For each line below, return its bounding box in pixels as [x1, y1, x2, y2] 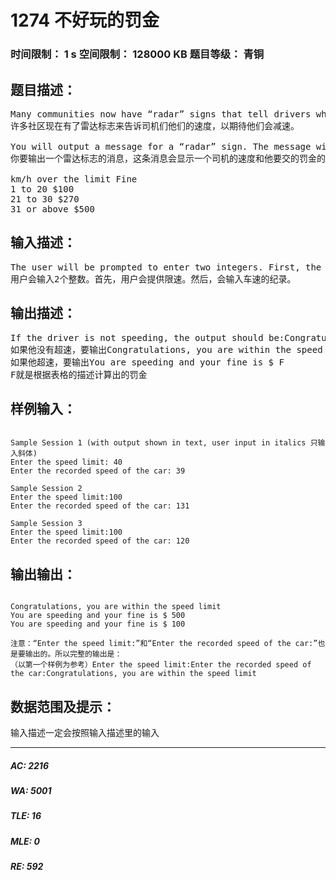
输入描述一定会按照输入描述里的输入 [10, 727, 160, 738]
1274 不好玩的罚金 [10, 9, 160, 32]
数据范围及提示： [10, 698, 116, 715]
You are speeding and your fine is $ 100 [10, 619, 186, 630]
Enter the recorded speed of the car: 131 [10, 501, 190, 511]
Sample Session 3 [10, 519, 83, 529]
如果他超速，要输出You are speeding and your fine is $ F [10, 356, 285, 368]
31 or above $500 [10, 203, 95, 215]
